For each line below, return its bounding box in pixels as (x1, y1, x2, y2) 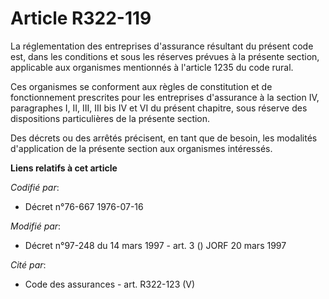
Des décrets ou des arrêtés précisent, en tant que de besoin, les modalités (10, 132, 318, 144)
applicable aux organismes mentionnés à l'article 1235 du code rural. (10, 61, 294, 73)
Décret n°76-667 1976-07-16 (24, 200, 144, 212)
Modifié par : (10, 220, 62, 232)
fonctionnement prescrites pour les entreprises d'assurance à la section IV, (10, 91, 320, 103)
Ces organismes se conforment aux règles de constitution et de (10, 80, 273, 92)
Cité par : (10, 258, 47, 271)
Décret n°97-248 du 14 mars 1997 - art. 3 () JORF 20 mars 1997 (24, 239, 287, 251)
